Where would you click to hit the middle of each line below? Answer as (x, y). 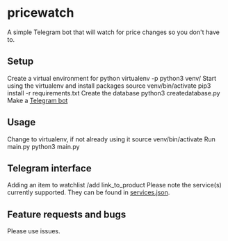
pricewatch (41, 13)
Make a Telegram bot (38, 100)
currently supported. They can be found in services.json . (89, 192)
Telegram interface (49, 168)
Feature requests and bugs (67, 214)
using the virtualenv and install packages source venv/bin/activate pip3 (109, 86)
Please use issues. (34, 231)
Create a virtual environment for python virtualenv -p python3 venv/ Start (112, 78)
